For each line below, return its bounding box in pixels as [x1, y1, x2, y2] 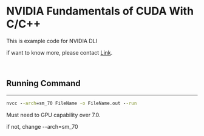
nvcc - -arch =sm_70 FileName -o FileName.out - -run [6, 100, 137, 106]
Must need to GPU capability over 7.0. [6, 111, 101, 118]
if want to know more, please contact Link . [6, 49, 113, 56]
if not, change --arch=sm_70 [6, 123, 78, 130]
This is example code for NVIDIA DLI [6, 37, 98, 44]
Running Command [6, 78, 81, 89]
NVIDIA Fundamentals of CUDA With [6, 4, 194, 18]
